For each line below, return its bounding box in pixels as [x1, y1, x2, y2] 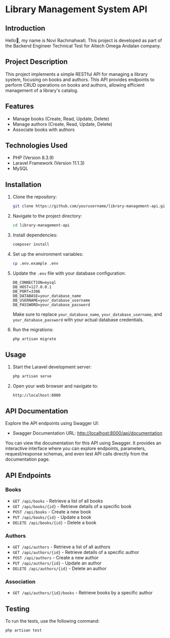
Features [5, 102, 34, 111]
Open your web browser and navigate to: [12, 383, 98, 389]
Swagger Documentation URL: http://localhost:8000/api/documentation [12, 430, 162, 436]
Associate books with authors [12, 126, 75, 132]
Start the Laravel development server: [12, 364, 92, 370]
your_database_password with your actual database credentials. [12, 316, 144, 323]
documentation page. [5, 456, 50, 462]
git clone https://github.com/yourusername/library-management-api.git [12, 204, 167, 209]
